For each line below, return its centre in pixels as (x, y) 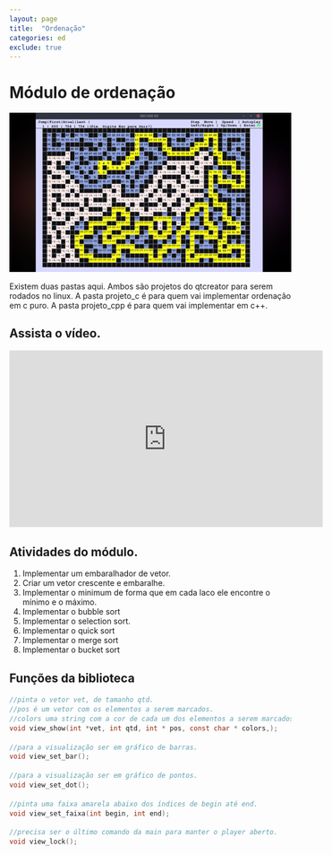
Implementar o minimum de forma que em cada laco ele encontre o (146, 593)
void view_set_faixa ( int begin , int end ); (89, 813)
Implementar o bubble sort (71, 612)
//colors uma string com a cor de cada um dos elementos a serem (133, 719)
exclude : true (36, 48)
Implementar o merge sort (70, 641)
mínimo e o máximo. (59, 602)
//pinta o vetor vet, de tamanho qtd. (81, 700)
